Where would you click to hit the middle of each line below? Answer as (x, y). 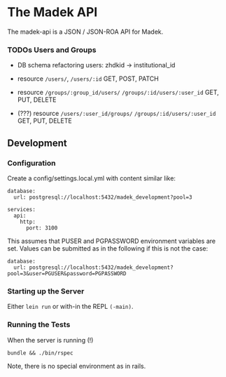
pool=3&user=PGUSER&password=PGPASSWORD (67, 273)
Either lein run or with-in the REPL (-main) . (70, 307)
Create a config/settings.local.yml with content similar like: (92, 178)
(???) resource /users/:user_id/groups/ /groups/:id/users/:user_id (116, 114)
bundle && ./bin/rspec (40, 353)
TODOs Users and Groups (52, 50)
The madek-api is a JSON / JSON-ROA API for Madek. (85, 32)
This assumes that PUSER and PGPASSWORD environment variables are (111, 241)
